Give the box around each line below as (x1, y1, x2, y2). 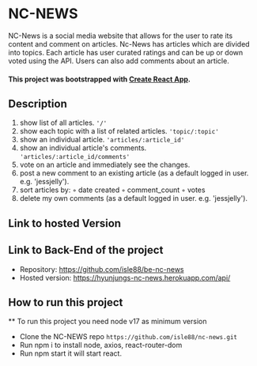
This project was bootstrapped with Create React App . (8, 74, 191, 84)
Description (8, 96, 67, 111)
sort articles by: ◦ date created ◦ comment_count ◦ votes (19, 185, 206, 194)
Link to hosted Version (8, 217, 121, 230)
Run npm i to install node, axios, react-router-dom (19, 341, 183, 350)
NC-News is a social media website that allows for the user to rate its (8, 31, 233, 40)
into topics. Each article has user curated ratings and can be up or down (8, 47, 244, 57)
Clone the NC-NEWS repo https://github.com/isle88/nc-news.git (19, 332, 238, 341)
